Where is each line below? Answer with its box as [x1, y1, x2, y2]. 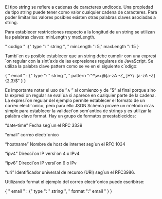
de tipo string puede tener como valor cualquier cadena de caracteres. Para [5, 9, 157, 15]
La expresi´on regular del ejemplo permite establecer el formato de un [5, 98, 145, 103]
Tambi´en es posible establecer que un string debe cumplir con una [5, 53, 141, 59]
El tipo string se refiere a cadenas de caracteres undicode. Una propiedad [5, 4, 153, 10]
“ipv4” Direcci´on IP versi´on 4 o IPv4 [5, 150, 80, 156]
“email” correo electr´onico [5, 132, 59, 137]
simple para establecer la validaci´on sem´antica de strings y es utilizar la [5, 108, 152, 114]
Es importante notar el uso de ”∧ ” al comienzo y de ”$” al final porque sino [5, 87, 156, 93]
